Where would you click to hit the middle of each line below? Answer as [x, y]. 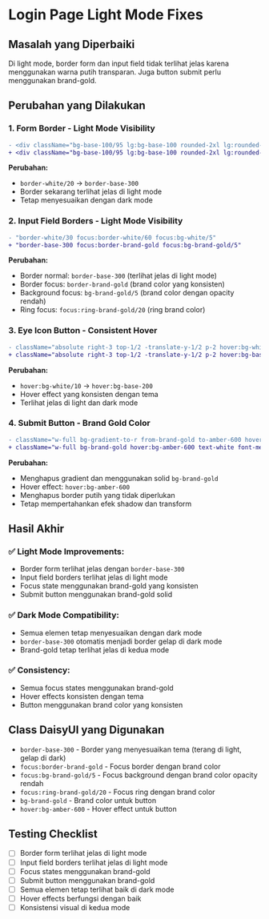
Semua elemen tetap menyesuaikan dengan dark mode [111, 632]
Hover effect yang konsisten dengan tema [89, 394]
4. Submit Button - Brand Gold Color [79, 423]
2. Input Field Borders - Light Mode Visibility [96, 221]
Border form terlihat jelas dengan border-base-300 [102, 569]
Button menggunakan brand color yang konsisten [101, 704]
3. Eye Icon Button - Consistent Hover [83, 331]
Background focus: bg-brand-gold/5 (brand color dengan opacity [127, 293]
